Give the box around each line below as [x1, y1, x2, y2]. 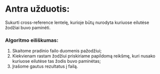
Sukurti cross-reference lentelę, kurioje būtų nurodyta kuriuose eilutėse [5, 19, 149, 25]
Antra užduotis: [5, 3, 70, 15]
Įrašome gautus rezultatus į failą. [12, 63, 78, 69]
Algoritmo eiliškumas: [5, 37, 59, 43]
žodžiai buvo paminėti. [5, 24, 51, 30]
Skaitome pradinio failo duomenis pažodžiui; [12, 48, 102, 54]
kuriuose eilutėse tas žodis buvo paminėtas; [12, 58, 101, 64]
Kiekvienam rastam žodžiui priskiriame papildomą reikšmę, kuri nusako [12, 53, 156, 59]
